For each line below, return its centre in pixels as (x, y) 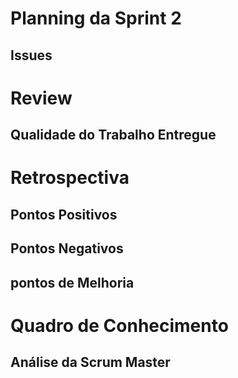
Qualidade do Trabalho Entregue (113, 135)
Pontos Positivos (64, 214)
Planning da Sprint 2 (96, 18)
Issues (31, 55)
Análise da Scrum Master (90, 362)
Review (41, 98)
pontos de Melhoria (72, 282)
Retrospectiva (70, 178)
